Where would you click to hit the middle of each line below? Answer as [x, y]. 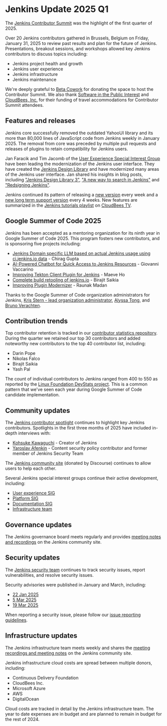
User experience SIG [34, 493]
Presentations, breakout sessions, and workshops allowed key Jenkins [78, 48]
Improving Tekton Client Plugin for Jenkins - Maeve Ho [69, 274]
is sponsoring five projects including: [43, 244]
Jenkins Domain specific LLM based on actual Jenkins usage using [81, 253]
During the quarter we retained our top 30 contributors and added [73, 339]
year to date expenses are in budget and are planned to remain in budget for [83, 714]
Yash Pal [21, 369]
